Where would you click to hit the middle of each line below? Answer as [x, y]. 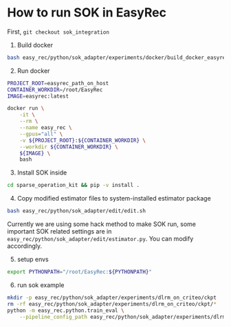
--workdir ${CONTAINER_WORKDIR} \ [69, 147]
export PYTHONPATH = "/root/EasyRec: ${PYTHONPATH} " [80, 272]
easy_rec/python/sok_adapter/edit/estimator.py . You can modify [100, 239]
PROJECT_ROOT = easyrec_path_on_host [58, 83]
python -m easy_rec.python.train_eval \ [66, 311]
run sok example [41, 285]
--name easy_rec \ [46, 128]
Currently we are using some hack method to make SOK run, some [101, 224]
